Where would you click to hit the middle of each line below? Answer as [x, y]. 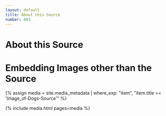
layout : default [22, 10]
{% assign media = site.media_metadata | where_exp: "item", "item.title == [83, 93]
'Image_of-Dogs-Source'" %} [36, 98]
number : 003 [18, 19]
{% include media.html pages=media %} [48, 108]
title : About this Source [33, 15]
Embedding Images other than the [79, 68]
